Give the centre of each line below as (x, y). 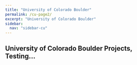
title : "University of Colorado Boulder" (48, 10)
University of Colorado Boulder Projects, (69, 48)
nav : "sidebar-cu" (29, 28)
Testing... (20, 56)
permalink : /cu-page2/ (28, 14)
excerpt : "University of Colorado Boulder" (51, 19)
